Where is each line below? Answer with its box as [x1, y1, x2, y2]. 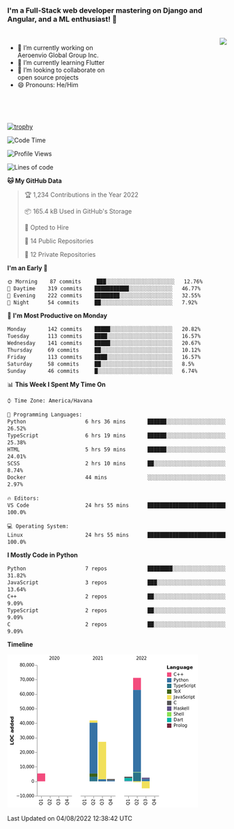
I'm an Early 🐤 [7, 264, 48, 272]
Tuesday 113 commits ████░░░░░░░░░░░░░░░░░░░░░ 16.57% [7, 333, 201, 340]
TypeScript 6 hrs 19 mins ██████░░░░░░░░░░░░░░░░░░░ [7, 432, 226, 440]
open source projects [17, 73, 79, 82]
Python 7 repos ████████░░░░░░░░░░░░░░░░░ [7, 565, 226, 572]
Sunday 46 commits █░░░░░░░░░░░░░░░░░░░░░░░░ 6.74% [7, 368, 198, 375]
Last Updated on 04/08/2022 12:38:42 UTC [7, 814, 133, 823]
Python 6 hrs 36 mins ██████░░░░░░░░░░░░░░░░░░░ [7, 418, 226, 426]
